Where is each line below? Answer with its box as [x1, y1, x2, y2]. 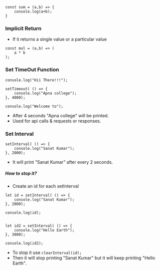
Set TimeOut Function [5, 66, 59, 73]
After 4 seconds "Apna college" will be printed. [12, 112, 109, 118]
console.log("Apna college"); [14, 90, 77, 96]
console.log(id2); [5, 241, 43, 246]
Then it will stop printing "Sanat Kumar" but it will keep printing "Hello [12, 255, 156, 261]
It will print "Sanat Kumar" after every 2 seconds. [12, 159, 113, 165]
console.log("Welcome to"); [5, 104, 64, 109]
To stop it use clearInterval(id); [12, 250, 82, 256]
